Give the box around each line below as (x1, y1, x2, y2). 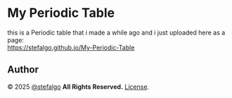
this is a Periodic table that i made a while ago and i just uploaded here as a (7, 28, 226, 37)
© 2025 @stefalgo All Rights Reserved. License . (7, 82, 150, 91)
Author (7, 63, 39, 75)
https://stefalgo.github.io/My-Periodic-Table (7, 43, 135, 51)
